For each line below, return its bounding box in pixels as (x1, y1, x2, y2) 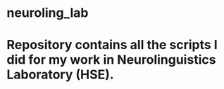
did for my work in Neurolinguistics (6, 52, 216, 68)
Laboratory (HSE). (6, 67, 114, 83)
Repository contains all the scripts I (6, 37, 218, 53)
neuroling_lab (6, 5, 89, 21)
